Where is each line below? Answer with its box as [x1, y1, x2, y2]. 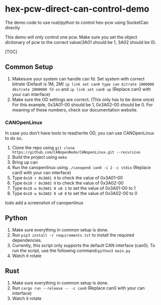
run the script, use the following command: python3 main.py [12, 248, 131, 253]
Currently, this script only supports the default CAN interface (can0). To [12, 242, 155, 248]
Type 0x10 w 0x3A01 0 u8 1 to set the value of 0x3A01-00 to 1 [12, 185, 136, 191]
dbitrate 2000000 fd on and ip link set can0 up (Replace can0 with [12, 86, 151, 92]
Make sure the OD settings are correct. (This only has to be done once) [12, 96, 155, 102]
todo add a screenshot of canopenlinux [5, 200, 84, 206]
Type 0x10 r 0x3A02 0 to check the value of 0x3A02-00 [12, 180, 124, 186]
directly [5, 24, 20, 30]
